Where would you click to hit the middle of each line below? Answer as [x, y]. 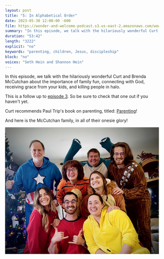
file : [10, 26]
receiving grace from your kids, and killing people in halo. [63, 87]
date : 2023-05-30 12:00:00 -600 [38, 21]
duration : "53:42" [24, 36]
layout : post [18, 10]
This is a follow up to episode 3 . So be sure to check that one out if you [77, 96]
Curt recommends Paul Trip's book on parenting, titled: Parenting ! [71, 111]
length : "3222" [20, 42]
